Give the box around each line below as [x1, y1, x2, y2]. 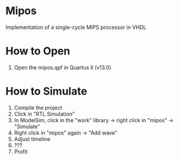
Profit [14, 148, 28, 155]
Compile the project [14, 104, 62, 111]
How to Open [5, 44, 71, 58]
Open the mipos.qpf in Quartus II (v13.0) [14, 64, 111, 71]
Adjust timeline [14, 135, 51, 142]
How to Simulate [5, 84, 88, 98]
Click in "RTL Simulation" [14, 110, 75, 117]
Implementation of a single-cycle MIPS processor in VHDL [5, 24, 147, 31]
